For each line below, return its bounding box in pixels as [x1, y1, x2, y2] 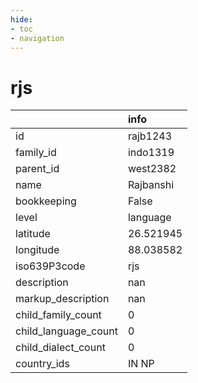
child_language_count [15, 324, 118, 338]
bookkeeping [15, 194, 77, 208]
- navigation [10, 33, 65, 43]
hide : [10, 14, 33, 25]
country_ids [15, 357, 70, 371]
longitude [15, 243, 60, 257]
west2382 [127, 162, 177, 176]
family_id [15, 146, 57, 160]
